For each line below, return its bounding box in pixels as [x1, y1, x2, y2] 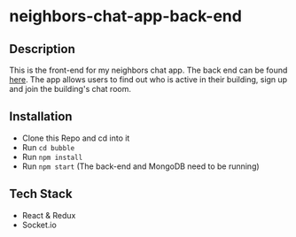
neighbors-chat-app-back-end [9, 6, 242, 27]
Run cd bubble [21, 141, 75, 152]
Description [9, 42, 75, 57]
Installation [9, 109, 73, 125]
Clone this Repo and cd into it [21, 133, 130, 143]
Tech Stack [9, 187, 73, 202]
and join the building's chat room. [9, 84, 131, 94]
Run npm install [21, 151, 83, 162]
